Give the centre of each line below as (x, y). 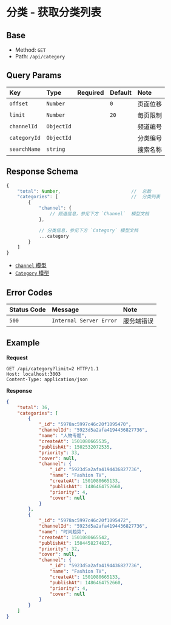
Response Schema (42, 172)
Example (23, 343)
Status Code (28, 309)
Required (91, 92)
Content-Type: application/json (47, 379)
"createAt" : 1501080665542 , (74, 537)
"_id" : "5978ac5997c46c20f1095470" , (85, 424)
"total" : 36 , (34, 407)
